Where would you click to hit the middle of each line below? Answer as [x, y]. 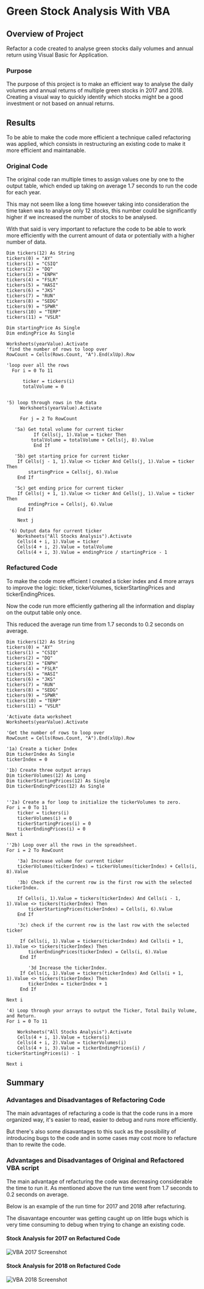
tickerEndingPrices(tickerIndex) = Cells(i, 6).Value [98, 952]
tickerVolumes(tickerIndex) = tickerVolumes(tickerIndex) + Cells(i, [107, 866]
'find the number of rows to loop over [57, 349]
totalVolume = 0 [43, 387]
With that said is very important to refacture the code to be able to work [96, 229]
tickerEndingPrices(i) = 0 [51, 829]
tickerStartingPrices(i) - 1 [43, 1053]
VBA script [23, 1168]
